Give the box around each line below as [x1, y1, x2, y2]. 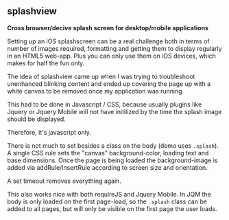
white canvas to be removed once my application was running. [7, 87, 184, 95]
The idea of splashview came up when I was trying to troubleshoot [7, 72, 195, 80]
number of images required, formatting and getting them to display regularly [7, 44, 222, 52]
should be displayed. [7, 115, 67, 123]
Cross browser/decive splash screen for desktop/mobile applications [7, 23, 209, 32]
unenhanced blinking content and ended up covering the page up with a [7, 79, 211, 88]
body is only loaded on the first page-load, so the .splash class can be [7, 197, 208, 206]
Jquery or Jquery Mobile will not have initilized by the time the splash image [7, 107, 222, 115]
